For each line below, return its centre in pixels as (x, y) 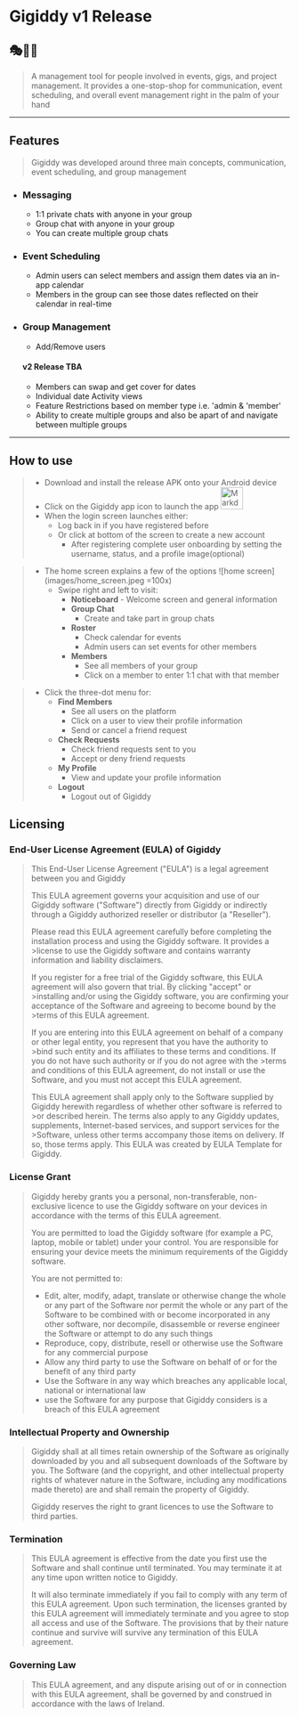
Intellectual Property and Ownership (89, 1432)
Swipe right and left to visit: (108, 590)
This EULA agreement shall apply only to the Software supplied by (152, 1097)
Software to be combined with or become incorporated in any (157, 1314)
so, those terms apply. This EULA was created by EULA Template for (157, 1144)
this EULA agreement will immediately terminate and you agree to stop (160, 1614)
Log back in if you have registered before (133, 525)
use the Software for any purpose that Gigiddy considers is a (156, 1399)
